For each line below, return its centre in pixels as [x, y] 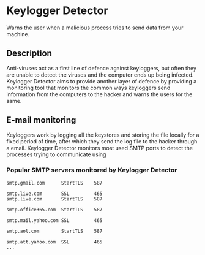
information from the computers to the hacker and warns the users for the [99, 94]
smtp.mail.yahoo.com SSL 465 [54, 220]
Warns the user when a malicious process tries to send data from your [95, 28]
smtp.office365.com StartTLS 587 [54, 210]
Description [29, 54]
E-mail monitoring [41, 120]
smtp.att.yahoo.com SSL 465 [54, 242]
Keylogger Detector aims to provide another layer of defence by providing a [102, 81]
